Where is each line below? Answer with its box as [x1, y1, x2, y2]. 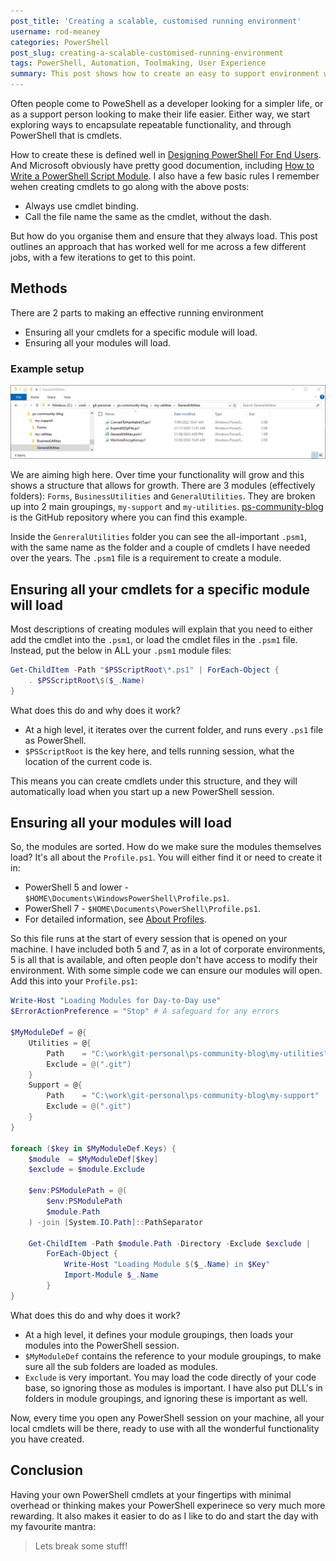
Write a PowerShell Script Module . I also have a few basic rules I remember [10, 170, 320, 182]
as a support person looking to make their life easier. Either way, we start [10, 108, 311, 120]
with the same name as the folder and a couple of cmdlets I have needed [10, 541, 311, 554]
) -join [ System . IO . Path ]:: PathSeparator [28, 1217, 203, 1227]
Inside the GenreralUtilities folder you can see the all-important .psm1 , [10, 531, 307, 543]
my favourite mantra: [10, 1520, 97, 1532]
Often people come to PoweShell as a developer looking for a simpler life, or [10, 98, 324, 109]
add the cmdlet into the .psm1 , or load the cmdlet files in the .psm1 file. [10, 634, 298, 646]
